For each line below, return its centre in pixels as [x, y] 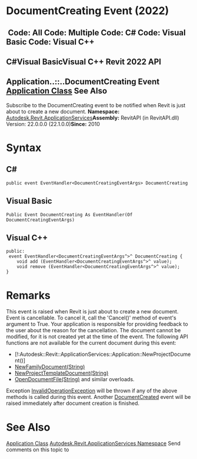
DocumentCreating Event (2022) [88, 11]
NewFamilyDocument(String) [50, 367]
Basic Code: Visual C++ [51, 42]
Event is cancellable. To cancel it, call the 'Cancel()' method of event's [91, 318]
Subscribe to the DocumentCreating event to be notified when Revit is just [96, 105]
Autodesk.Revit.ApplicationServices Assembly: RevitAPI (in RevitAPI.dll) [93, 118]
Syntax [24, 148]
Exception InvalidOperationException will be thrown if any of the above [92, 391]
